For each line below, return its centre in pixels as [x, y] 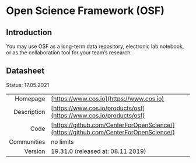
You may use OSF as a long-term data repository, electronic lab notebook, [95, 46]
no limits [62, 141]
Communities [27, 141]
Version [35, 151]
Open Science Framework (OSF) [85, 11]
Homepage [30, 99]
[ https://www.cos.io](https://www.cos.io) [107, 99]
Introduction [29, 32]
